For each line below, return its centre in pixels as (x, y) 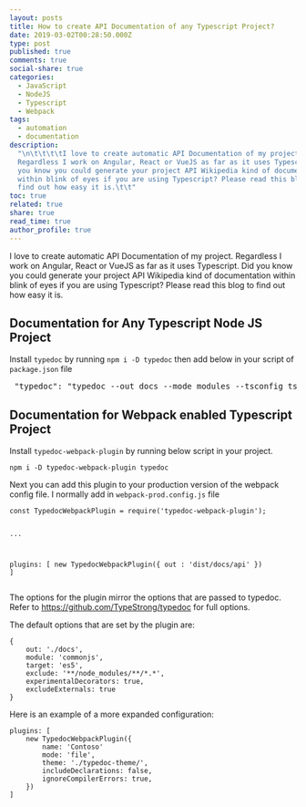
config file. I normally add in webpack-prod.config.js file (115, 494)
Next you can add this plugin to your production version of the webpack (144, 485)
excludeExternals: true (71, 689)
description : (34, 145)
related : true (36, 205)
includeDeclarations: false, (97, 771)
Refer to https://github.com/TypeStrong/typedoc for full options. (130, 606)
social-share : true (46, 69)
